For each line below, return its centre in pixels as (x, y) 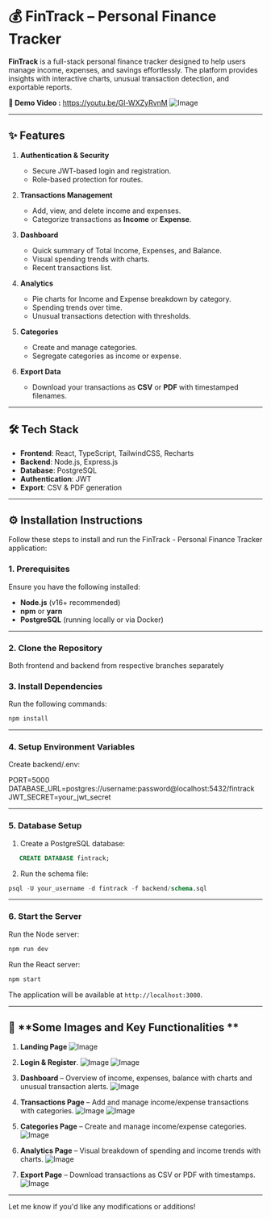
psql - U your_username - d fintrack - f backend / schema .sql (108, 888)
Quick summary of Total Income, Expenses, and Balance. (127, 250)
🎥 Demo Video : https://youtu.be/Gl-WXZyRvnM (88, 102)
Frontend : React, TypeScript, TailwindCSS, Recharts (107, 453)
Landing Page (44, 1047)
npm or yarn (41, 611)
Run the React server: (44, 964)
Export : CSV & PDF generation (71, 487)
